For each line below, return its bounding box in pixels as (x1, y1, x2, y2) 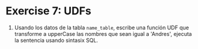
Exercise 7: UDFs (5, 4, 91, 18)
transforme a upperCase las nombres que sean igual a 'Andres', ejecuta (14, 30, 192, 37)
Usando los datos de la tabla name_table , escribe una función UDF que (14, 24, 189, 31)
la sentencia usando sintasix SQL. (14, 36, 99, 44)
